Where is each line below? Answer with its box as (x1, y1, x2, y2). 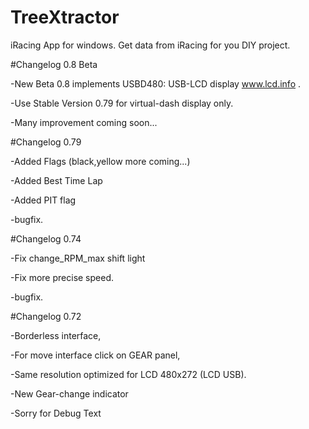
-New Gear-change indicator (10, 387, 129, 400)
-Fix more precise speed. (10, 271, 115, 283)
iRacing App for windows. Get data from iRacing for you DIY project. (10, 39, 291, 51)
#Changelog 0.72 (10, 310, 82, 322)
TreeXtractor (10, 6, 120, 29)
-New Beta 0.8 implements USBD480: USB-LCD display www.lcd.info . (10, 77, 302, 90)
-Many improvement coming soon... (10, 116, 158, 128)
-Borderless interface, (10, 329, 102, 341)
